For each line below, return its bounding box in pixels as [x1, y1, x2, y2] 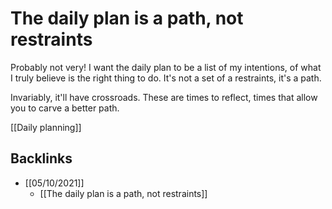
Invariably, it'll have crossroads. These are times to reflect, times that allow [10, 91, 318, 103]
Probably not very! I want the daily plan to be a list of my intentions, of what [10, 61, 322, 73]
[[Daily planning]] [10, 121, 82, 133]
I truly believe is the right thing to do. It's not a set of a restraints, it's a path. [10, 72, 322, 84]
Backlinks [10, 150, 73, 167]
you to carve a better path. [10, 102, 120, 114]
